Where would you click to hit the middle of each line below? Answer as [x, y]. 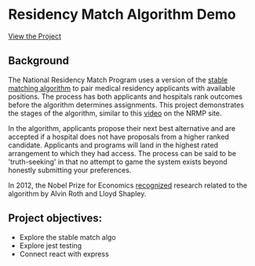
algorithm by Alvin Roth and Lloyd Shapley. [77, 193]
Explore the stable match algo [67, 237]
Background [38, 61]
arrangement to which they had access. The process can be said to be [122, 153]
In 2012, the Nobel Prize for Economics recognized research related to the [128, 185]
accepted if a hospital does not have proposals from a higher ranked [119, 137]
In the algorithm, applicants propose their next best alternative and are [122, 128]
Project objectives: [55, 219]
